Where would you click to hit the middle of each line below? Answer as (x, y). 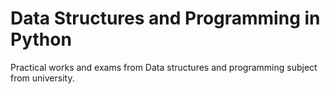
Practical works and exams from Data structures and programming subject (164, 67)
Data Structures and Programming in (165, 18)
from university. (42, 78)
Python (41, 39)
